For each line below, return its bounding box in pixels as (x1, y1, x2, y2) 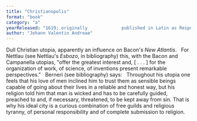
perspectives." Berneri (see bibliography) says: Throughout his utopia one (6, 71, 191, 78)
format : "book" (6, 14, 43, 20)
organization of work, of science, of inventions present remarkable (6, 65, 167, 72)
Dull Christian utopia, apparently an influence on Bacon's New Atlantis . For (6, 46, 189, 53)
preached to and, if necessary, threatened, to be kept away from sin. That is (6, 96, 189, 103)
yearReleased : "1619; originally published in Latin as (6, 25, 177, 31)
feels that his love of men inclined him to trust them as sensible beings (6, 77, 176, 85)
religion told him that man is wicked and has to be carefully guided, (6, 90, 168, 97)
